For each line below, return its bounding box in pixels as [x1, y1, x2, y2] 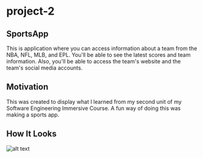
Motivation [6, 82, 49, 92]
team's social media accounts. [6, 64, 83, 71]
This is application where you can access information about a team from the [6, 45, 198, 52]
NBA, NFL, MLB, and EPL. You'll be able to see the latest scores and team [6, 51, 191, 59]
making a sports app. [6, 111, 60, 118]
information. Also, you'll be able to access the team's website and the [6, 58, 181, 65]
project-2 [6, 4, 55, 18]
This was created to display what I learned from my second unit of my [6, 98, 182, 105]
